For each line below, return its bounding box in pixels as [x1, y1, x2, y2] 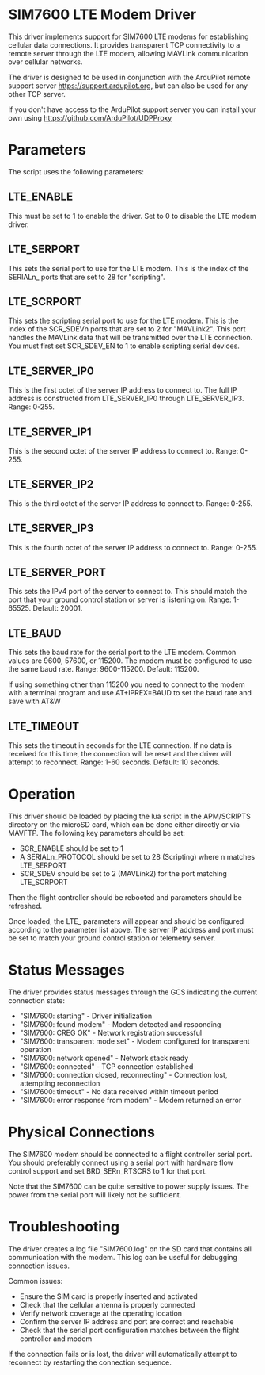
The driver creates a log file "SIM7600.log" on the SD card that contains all [8, 1243, 252, 1254]
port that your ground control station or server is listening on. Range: [8, 595, 232, 604]
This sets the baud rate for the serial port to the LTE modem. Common [8, 648, 237, 657]
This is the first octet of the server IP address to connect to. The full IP [8, 385, 237, 395]
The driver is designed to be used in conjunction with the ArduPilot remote [8, 72, 251, 82]
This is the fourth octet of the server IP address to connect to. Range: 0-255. [8, 542, 258, 552]
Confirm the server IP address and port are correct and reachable [19, 1316, 234, 1326]
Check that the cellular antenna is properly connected [19, 1300, 195, 1309]
